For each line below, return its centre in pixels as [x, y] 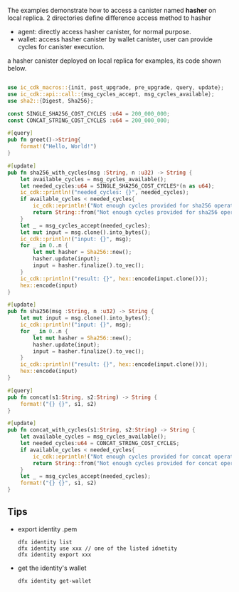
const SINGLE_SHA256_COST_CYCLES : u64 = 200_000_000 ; [89, 113]
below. [17, 68]
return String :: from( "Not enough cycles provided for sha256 [126, 213]
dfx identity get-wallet [54, 581]
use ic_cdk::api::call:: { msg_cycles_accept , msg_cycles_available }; [111, 94]
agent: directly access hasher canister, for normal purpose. [105, 32]
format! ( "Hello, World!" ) [59, 147]
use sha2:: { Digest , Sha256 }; [51, 101]
